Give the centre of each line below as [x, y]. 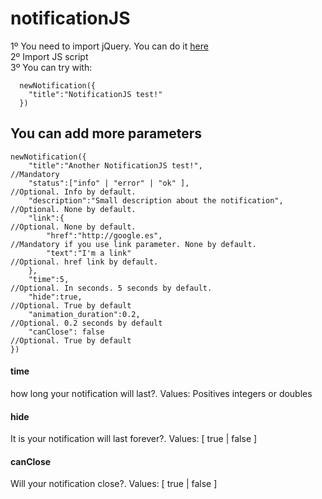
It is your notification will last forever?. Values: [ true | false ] [134, 439]
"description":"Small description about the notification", [156, 200]
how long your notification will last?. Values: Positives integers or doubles [161, 393]
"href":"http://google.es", [104, 235]
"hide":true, [55, 297]
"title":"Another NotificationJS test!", [115, 165]
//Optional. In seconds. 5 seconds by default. [111, 288]
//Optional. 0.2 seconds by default [86, 323]
